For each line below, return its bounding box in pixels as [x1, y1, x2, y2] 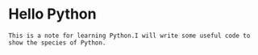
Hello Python [8, 5, 97, 23]
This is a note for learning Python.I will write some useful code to [8, 32, 251, 40]
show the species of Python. [8, 38, 106, 47]
